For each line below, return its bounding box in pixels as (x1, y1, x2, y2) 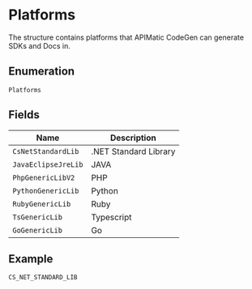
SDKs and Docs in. (8, 40, 70, 50)
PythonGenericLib (12, 186, 79, 195)
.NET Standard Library (91, 146, 176, 157)
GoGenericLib (12, 225, 63, 235)
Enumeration (8, 65, 75, 79)
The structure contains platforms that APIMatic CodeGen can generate (8, 32, 245, 42)
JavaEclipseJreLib (12, 159, 83, 169)
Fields (8, 108, 41, 122)
